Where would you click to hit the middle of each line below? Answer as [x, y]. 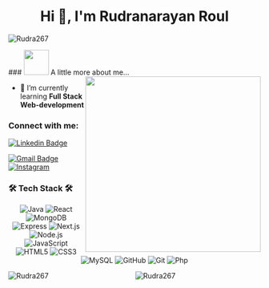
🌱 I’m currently [44, 87]
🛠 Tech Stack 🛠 [41, 189]
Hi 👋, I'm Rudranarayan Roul [134, 16]
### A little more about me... [69, 72]
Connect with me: [44, 125]
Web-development [52, 104]
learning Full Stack [51, 96]
